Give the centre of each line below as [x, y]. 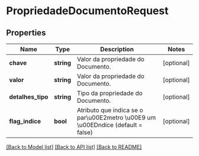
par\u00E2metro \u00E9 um [116, 118]
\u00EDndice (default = [110, 125]
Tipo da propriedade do [110, 93]
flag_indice [25, 121]
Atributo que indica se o [110, 110]
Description [117, 49]
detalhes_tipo [29, 97]
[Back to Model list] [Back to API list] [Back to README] [74, 147]
